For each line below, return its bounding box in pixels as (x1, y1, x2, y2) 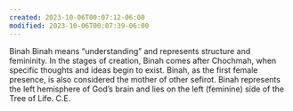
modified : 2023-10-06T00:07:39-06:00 (9, 21, 150, 30)
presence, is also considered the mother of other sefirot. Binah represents (9, 74, 281, 84)
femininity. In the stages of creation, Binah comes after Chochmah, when (9, 55, 277, 66)
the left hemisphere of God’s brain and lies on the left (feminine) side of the (9, 83, 285, 94)
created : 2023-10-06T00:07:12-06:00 (9, 12, 145, 22)
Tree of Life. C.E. (9, 92, 71, 103)
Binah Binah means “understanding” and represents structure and (9, 45, 251, 56)
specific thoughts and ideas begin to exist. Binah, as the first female (9, 64, 258, 75)
